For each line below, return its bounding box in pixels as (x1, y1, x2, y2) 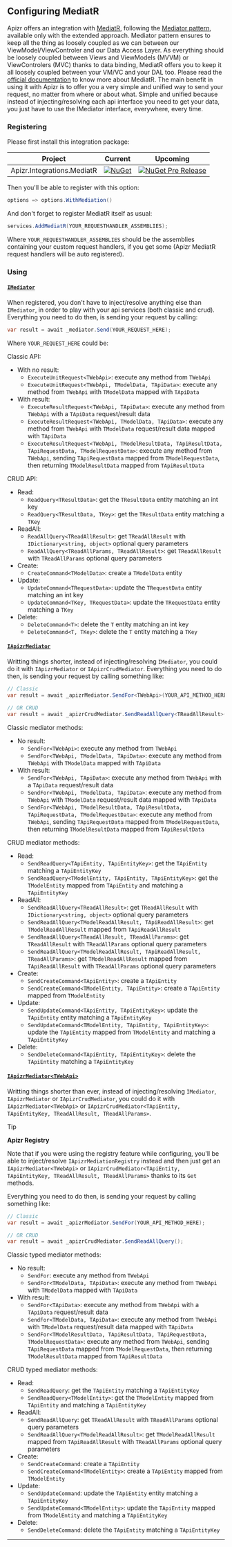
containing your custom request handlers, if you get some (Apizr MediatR (7, 242, 216, 251)
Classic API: (7, 352, 41, 360)
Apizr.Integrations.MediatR (10, 166, 97, 176)
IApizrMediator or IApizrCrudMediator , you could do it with (7, 1094, 175, 1103)
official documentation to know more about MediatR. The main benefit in (7, 75, 213, 84)
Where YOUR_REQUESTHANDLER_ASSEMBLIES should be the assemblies (7, 235, 195, 243)
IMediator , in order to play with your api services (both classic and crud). (7, 306, 215, 314)
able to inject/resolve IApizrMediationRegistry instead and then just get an (7, 1156, 221, 1165)
